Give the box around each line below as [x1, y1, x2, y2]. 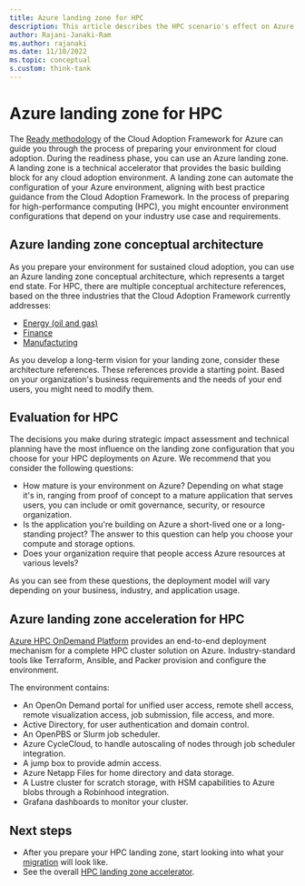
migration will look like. [22, 857, 109, 868]
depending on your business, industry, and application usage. [9, 585, 241, 596]
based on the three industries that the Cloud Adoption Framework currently [9, 290, 290, 301]
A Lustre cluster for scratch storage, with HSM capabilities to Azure [22, 777, 275, 788]
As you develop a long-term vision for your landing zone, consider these [9, 354, 280, 365]
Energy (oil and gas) [22, 317, 98, 328]
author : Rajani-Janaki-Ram [9, 30, 112, 39]
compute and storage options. [22, 539, 136, 549]
